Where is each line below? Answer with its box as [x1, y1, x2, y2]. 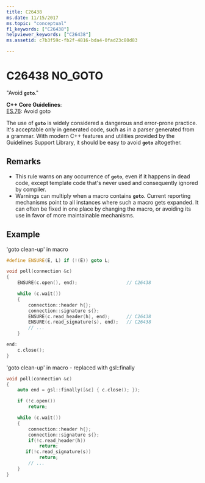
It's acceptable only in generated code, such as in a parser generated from [6, 126, 195, 133]
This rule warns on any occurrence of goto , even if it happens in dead [15, 172, 190, 180]
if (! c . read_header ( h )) [28, 437, 86, 443]
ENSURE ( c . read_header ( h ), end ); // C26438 [28, 313, 151, 319]
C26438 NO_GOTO [6, 69, 104, 83]
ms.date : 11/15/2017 [6, 15, 59, 21]
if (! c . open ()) [17, 398, 56, 404]
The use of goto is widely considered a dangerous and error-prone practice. [6, 119, 198, 126]
